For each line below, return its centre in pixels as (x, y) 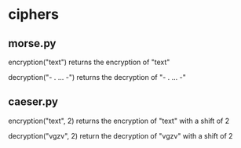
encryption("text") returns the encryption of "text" (89, 62)
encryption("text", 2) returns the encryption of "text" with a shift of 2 (119, 121)
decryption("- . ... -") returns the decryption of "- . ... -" (97, 77)
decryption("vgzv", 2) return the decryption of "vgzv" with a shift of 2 (120, 135)
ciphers (33, 14)
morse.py (32, 43)
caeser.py (33, 102)
